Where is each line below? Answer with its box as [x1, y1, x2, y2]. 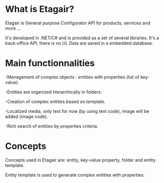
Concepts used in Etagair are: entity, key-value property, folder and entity [5, 157, 156, 163]
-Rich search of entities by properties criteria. [5, 123, 98, 129]
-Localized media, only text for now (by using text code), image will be [5, 108, 150, 114]
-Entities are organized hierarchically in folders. [5, 89, 102, 95]
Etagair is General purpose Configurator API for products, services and [5, 20, 151, 26]
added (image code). [5, 113, 48, 119]
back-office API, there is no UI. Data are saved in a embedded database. [5, 40, 153, 46]
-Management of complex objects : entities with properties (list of [5, 74, 140, 80]
